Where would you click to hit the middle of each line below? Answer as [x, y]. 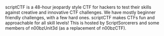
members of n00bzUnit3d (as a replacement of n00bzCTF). [66, 28]
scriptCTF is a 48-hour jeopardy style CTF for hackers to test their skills [78, 7]
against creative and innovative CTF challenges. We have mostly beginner [81, 12]
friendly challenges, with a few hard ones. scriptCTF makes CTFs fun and [80, 18]
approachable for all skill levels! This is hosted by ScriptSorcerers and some [82, 23]
